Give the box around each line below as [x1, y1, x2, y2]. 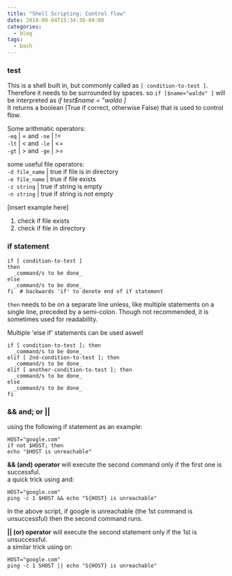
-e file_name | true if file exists [7, 175, 96, 183]
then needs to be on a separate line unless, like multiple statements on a [7, 300, 215, 309]
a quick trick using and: [7, 475, 75, 483]
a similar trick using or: [7, 543, 73, 551]
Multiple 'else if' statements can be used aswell [7, 328, 144, 336]
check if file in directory [17, 224, 86, 233]
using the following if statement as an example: [7, 422, 143, 430]
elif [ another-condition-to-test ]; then [7, 366, 132, 373]
